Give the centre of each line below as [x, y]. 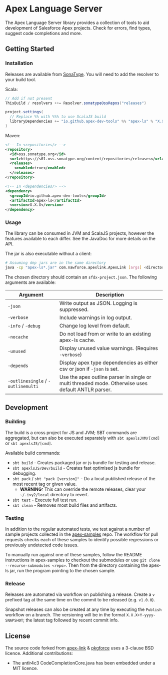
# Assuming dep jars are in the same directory [56, 263]
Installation [19, 63]
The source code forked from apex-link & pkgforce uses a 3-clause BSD [79, 648]
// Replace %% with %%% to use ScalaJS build [58, 117]
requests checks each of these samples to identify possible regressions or [82, 540]
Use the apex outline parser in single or [105, 377]
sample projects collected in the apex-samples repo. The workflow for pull [82, 534]
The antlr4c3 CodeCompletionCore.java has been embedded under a [84, 663]
